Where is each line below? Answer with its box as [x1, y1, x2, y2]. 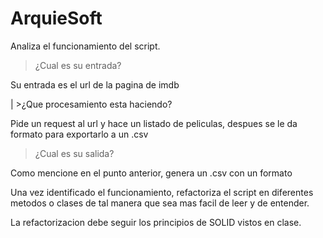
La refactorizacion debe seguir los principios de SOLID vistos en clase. [10, 216, 302, 228]
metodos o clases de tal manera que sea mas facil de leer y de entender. [10, 197, 310, 209]
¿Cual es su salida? [34, 147, 115, 159]
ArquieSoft [10, 7, 103, 30]
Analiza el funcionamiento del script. [10, 40, 161, 52]
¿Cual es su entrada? [34, 59, 122, 71]
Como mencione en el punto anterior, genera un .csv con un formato [10, 167, 293, 179]
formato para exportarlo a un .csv [10, 128, 149, 140]
